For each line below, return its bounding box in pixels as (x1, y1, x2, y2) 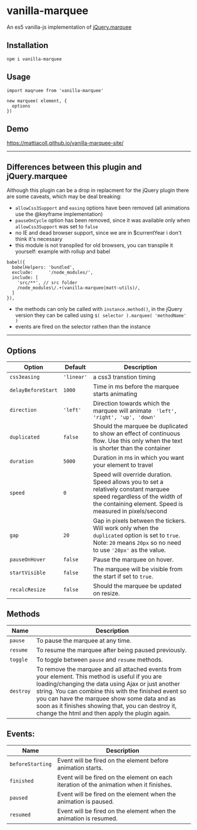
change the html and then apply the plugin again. (36, 709, 171, 717)
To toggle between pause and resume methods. (36, 655, 163, 663)
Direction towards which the (93, 399, 170, 407)
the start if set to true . (93, 572, 154, 580)
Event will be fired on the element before (57, 756, 169, 764)
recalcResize (9, 587, 46, 593)
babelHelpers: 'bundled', (12, 265, 75, 270)
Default (64, 363, 87, 371)
